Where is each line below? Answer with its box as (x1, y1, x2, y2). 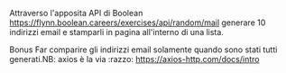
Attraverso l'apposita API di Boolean (9, 8, 143, 18)
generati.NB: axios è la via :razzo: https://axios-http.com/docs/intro (9, 54, 260, 64)
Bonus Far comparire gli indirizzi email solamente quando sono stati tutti (9, 44, 278, 55)
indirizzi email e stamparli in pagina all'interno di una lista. (9, 27, 224, 37)
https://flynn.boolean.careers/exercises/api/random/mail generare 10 (9, 17, 266, 28)
